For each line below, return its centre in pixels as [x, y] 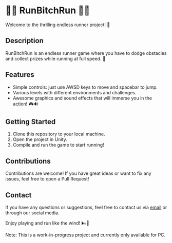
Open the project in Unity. [40, 139]
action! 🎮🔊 [25, 104]
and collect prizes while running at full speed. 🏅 [56, 58]
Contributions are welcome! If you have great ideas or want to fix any [78, 173]
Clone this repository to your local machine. [59, 134]
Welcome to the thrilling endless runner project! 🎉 [58, 25]
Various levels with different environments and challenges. [75, 92]
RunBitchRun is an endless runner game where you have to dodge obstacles [86, 53]
